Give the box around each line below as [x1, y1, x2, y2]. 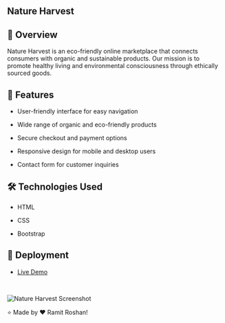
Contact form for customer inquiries [17, 161, 119, 169]
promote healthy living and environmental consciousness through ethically [7, 62, 219, 70]
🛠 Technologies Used [7, 181, 103, 193]
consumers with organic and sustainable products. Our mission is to [7, 54, 200, 63]
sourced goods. [7, 69, 52, 78]
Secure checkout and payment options [17, 134, 127, 142]
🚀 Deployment [7, 249, 69, 261]
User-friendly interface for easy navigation [17, 107, 138, 115]
